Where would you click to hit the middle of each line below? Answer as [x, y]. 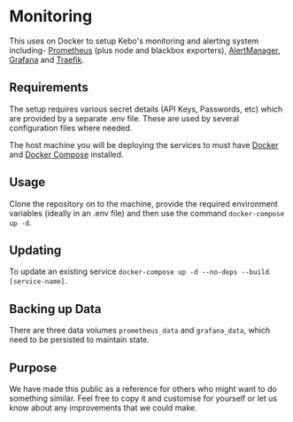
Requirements [49, 87]
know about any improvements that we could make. [103, 408]
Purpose [33, 367]
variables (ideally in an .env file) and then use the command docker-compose [147, 213]
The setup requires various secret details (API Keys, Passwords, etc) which [146, 109]
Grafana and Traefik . [46, 59]
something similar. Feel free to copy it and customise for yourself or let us [143, 398]
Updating [35, 250]
